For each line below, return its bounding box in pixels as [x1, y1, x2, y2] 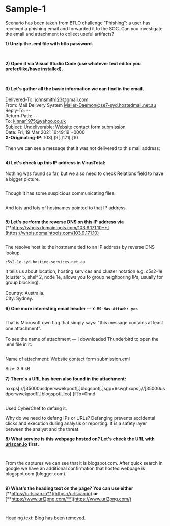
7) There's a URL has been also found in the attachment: [5, 375, 126, 382]
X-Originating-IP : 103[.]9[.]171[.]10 [5, 134, 78, 140]
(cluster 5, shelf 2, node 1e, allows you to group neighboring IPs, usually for [5, 273, 163, 280]
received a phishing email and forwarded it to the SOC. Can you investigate [5, 25, 163, 31]
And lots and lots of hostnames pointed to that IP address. [5, 205, 127, 211]
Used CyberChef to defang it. [5, 405, 67, 411]
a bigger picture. [5, 176, 40, 182]
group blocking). [5, 279, 40, 285]
